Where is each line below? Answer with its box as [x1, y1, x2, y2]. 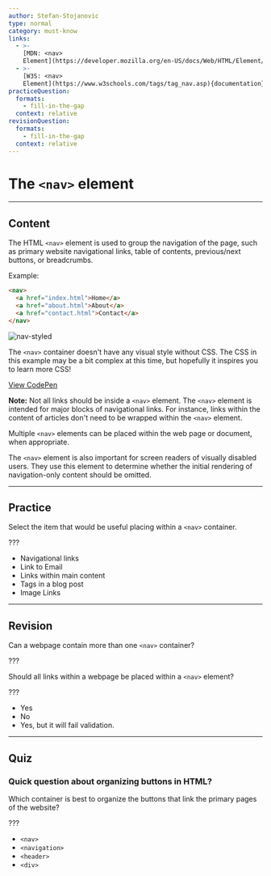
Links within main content [19, 571, 106, 581]
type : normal [8, 19, 52, 28]
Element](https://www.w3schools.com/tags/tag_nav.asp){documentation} [23, 79, 265, 87]
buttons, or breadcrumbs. [8, 256, 94, 265]
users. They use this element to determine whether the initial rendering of [8, 461, 253, 471]
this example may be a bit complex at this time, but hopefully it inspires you [8, 355, 258, 365]
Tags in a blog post [19, 579, 84, 589]
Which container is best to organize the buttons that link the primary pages [8, 793, 257, 803]
